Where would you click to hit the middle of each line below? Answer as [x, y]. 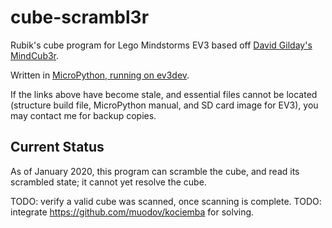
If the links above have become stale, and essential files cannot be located [164, 94]
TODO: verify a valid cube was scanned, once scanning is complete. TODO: [166, 201]
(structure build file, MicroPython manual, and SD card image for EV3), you [164, 105]
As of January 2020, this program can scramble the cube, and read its [155, 171]
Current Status [57, 147]
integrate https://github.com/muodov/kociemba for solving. [132, 212]
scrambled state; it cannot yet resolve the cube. [108, 182]
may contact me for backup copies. [83, 115]
